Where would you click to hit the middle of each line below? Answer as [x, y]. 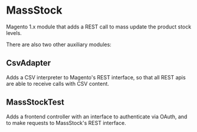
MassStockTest [35, 102]
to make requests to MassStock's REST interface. [66, 123]
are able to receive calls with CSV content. [58, 83]
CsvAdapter [29, 63]
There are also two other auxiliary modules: [59, 44]
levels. [14, 33]
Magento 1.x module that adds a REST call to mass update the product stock [99, 27]
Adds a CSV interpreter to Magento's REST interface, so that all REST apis [96, 77]
